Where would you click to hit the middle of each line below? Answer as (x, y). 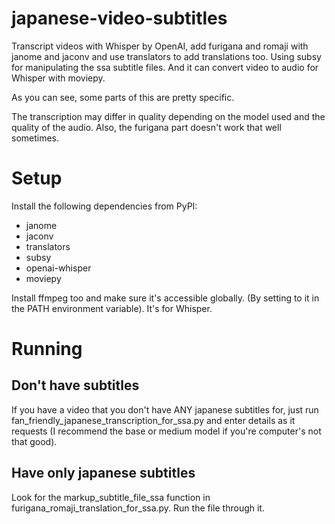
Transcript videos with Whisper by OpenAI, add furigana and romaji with (160, 46)
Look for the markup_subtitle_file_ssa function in (111, 497)
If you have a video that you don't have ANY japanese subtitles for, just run (165, 409)
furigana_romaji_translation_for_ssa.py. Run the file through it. (138, 508)
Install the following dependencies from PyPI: (104, 206)
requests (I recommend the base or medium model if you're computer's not (166, 431)
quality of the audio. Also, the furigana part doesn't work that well (146, 127)
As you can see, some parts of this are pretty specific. (123, 97)
